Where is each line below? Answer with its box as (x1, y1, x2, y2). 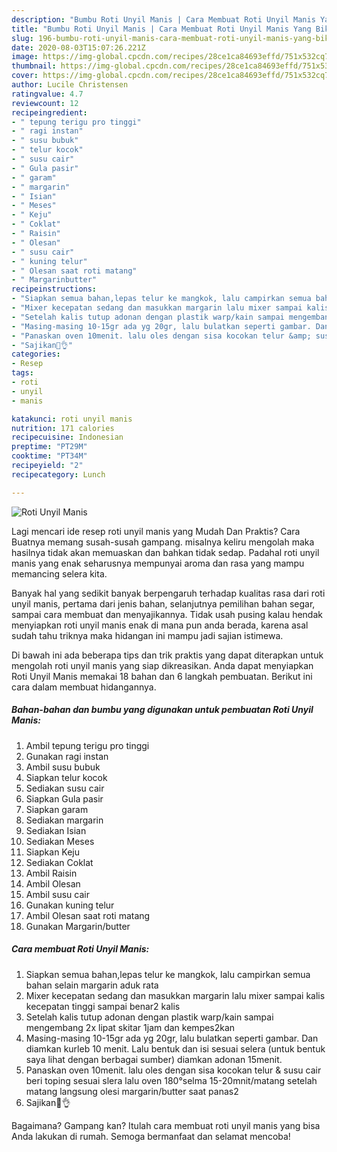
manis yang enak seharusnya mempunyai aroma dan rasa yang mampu (11, 557, 305, 569)
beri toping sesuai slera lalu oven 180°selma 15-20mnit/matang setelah (25, 1074, 318, 1086)
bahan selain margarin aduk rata (25, 979, 159, 991)
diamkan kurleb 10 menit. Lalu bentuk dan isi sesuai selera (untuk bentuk (25, 1042, 326, 1055)
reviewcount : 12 (11, 98, 79, 108)
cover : (11, 71, 39, 81)
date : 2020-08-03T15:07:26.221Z (11, 42, 146, 53)
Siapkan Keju (25, 846, 81, 858)
